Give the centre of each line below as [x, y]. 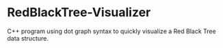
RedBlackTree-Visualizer [79, 13]
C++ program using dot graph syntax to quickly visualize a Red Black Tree [112, 31]
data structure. [28, 38]
